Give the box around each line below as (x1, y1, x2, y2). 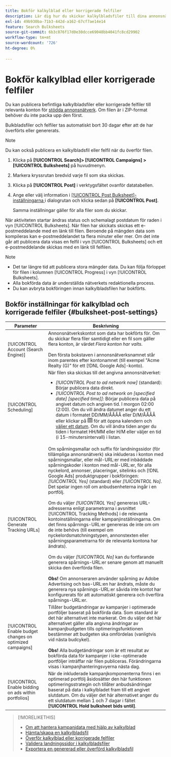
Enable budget (7, 628, 38, 634)
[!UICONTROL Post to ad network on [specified (55, 390, 155, 397)
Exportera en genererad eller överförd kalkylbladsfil (25, 745, 134, 752)
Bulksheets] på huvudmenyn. (43, 162, 106, 168)
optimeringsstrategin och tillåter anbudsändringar (48, 681, 152, 687)
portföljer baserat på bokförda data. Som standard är (48, 609, 159, 615)
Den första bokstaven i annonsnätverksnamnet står (48, 352, 155, 358)
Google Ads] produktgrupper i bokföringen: (48, 473, 139, 479)
